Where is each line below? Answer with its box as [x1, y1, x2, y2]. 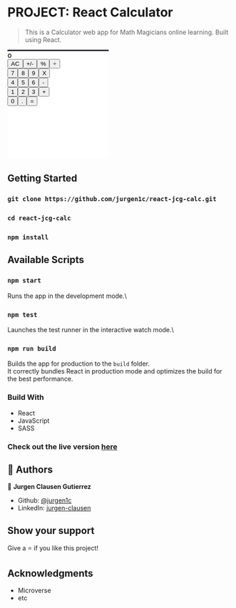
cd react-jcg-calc [7, 215, 71, 222]
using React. [24, 35, 62, 43]
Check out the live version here [7, 441, 118, 451]
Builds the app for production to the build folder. [7, 359, 150, 368]
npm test [7, 311, 38, 319]
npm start [7, 277, 41, 285]
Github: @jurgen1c [17, 496, 72, 505]
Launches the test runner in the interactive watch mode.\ [7, 326, 175, 334]
